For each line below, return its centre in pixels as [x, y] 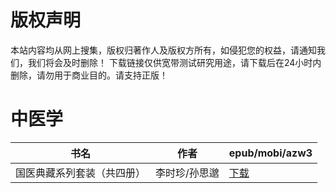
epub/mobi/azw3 [270, 153]
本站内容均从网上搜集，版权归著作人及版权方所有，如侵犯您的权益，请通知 [163, 50]
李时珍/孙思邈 [187, 173]
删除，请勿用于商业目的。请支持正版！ [89, 75]
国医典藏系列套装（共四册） [81, 173]
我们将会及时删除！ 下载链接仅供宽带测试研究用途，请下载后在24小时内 [174, 62]
